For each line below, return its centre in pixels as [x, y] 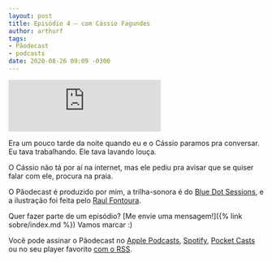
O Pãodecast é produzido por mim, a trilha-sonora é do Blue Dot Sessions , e [136, 191]
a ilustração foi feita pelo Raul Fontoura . [75, 200]
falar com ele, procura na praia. [61, 176]
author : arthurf [36, 31]
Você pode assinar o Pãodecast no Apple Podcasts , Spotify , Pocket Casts [132, 240]
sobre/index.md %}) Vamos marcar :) [71, 225]
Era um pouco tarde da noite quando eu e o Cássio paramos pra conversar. [134, 143]
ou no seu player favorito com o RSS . [70, 249]
